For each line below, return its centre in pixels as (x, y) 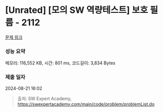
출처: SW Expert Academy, (44, 98)
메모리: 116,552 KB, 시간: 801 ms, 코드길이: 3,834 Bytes (60, 63)
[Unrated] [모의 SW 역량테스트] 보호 (77, 10)
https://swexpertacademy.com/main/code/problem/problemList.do (86, 104)
